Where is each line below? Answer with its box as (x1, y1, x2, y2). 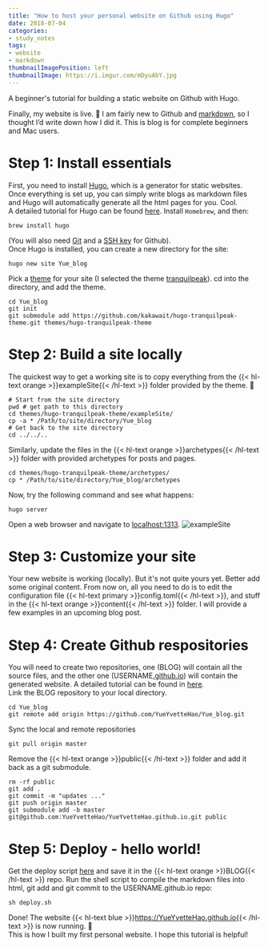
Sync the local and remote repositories (8, 724, 136, 734)
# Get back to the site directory (8, 424, 124, 432)
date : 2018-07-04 (8, 19, 66, 27)
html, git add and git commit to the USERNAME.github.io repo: (8, 883, 213, 893)
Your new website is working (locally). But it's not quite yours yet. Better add (8, 574, 260, 583)
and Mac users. (8, 126, 60, 135)
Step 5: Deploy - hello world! (8, 840, 202, 858)
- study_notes (8, 34, 56, 42)
